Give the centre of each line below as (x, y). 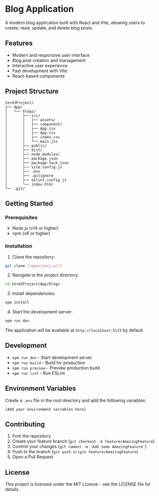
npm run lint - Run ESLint (38, 373)
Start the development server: (42, 312)
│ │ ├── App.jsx (30, 129)
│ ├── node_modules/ (33, 154)
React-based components (38, 76)
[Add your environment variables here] (46, 409)
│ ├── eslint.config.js (36, 180)
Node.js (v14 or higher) (35, 228)
